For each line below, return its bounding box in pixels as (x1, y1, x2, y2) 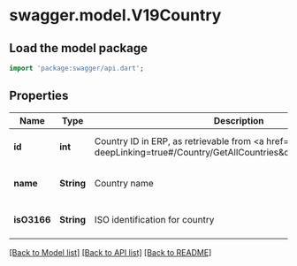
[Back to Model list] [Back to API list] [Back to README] (9, 247, 212, 257)
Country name (94, 177, 155, 189)
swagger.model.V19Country (9, 5, 222, 26)
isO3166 (13, 213, 51, 225)
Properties (9, 88, 69, 103)
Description (213, 114, 264, 126)
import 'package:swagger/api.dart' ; (9, 64, 144, 72)
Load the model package (9, 41, 148, 56)
